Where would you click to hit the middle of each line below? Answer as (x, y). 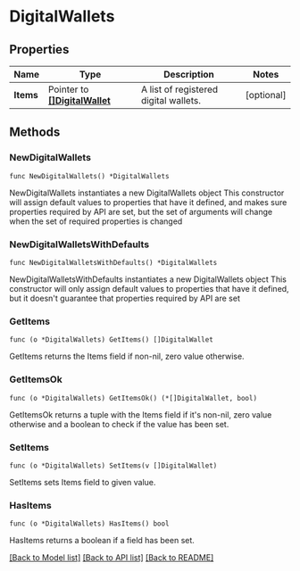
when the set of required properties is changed (96, 221)
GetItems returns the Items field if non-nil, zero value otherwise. (127, 356)
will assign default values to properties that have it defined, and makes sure (148, 202)
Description (189, 74)
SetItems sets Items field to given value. (83, 482)
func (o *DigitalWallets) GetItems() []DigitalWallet (112, 340)
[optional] (266, 95)
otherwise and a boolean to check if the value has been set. (119, 424)
